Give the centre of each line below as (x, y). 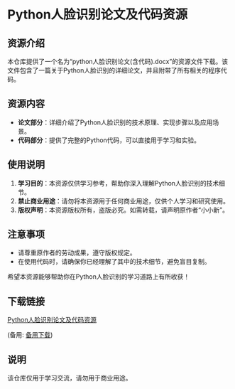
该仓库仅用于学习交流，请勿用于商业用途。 (70, 378)
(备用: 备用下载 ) (30, 335)
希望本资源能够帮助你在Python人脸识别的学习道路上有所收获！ (99, 277)
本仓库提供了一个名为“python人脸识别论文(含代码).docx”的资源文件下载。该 (118, 62)
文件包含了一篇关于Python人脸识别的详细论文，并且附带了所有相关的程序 (114, 70)
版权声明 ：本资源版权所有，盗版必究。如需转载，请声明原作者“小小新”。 (123, 210)
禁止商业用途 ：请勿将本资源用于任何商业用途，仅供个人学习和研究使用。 (123, 201)
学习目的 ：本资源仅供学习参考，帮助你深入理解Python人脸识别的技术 (118, 183)
